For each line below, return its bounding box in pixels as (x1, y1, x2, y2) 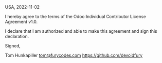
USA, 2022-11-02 (5, 4, 40, 10)
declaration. (5, 34, 29, 39)
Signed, (5, 43, 20, 48)
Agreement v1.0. (5, 19, 38, 24)
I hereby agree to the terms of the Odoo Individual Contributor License (5, 14, 146, 19)
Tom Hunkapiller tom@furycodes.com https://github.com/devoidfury (5, 52, 143, 58)
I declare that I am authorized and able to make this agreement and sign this (5, 28, 157, 34)
